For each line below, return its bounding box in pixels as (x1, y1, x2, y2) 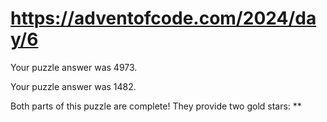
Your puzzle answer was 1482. (10, 80, 137, 92)
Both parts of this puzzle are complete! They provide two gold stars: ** (10, 100, 302, 112)
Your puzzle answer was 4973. (10, 61, 138, 73)
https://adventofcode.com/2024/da (10, 7, 317, 30)
